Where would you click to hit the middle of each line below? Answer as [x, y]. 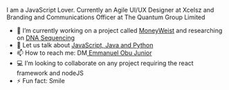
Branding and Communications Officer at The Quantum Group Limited [106, 17]
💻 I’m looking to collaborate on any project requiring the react [105, 63]
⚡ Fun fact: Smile [40, 81]
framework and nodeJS [50, 73]
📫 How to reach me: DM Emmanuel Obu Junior [84, 53]
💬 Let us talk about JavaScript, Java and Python [85, 45]
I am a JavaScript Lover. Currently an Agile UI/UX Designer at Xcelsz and [110, 10]
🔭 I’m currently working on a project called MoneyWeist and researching [119, 31]
